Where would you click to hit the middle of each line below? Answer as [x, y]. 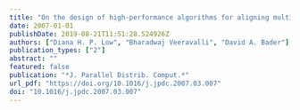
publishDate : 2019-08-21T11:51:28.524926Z [89, 34]
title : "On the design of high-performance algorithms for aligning [139, 17]
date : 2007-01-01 [42, 26]
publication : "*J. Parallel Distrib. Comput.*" [100, 75]
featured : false [39, 67]
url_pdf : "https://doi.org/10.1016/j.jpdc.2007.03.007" [115, 83]
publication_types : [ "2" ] [57, 51]
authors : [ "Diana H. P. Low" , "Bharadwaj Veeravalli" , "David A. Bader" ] [150, 42]
